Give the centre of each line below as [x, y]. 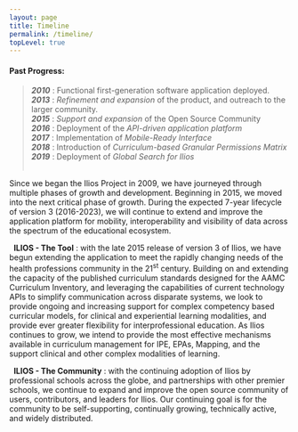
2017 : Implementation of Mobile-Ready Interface [121, 138]
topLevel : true [37, 42]
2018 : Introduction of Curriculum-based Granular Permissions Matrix [159, 147]
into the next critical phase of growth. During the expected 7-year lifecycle [145, 202]
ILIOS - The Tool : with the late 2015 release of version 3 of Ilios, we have [147, 248]
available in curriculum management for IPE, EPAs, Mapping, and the [135, 345]
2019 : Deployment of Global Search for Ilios [113, 157]
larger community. [64, 110]
